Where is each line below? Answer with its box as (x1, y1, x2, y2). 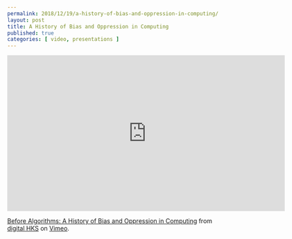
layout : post (7, 17, 45, 24)
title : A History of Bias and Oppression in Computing (7, 23, 169, 30)
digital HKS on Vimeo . (7, 224, 69, 233)
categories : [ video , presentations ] (7, 36, 119, 43)
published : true (7, 29, 54, 37)
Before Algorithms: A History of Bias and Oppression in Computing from (7, 217, 213, 225)
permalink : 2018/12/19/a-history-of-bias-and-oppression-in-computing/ (7, 10, 218, 17)
